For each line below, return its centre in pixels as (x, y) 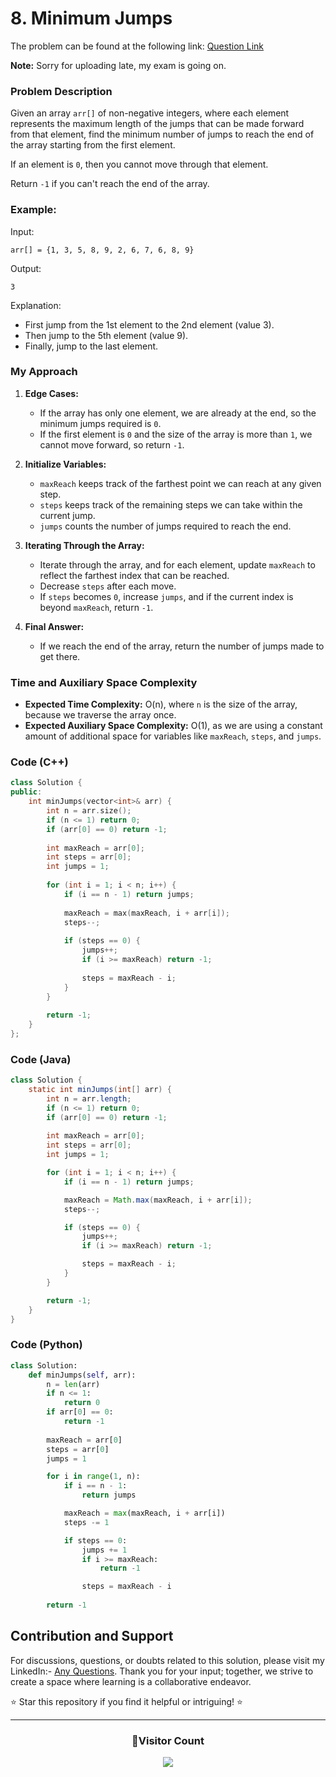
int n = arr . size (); (89, 811)
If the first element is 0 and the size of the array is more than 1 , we (176, 434)
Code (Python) (46, 1345)
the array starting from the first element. (93, 145)
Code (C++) (39, 762)
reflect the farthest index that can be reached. (134, 575)
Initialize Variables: (65, 464)
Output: (26, 268)
